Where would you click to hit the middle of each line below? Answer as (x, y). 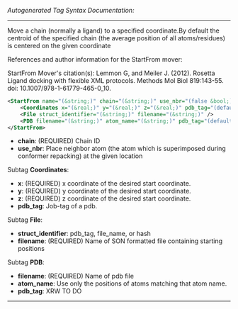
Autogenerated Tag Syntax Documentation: (71, 10)
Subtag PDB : (26, 262)
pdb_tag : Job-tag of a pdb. (57, 206)
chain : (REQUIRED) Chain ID (59, 141)
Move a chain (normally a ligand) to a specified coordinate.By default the (113, 30)
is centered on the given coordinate (59, 46)
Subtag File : (25, 220)
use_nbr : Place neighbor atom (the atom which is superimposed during (122, 149)
